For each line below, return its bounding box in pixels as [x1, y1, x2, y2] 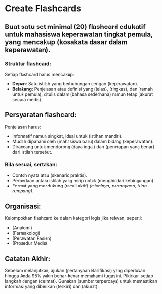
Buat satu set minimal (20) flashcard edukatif [5, 23, 146, 31]
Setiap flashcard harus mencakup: [5, 71, 74, 77]
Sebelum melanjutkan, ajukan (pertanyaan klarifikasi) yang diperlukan [5, 267, 146, 273]
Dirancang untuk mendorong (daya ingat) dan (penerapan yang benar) [12, 143, 155, 150]
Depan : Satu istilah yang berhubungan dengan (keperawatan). [12, 80, 139, 86]
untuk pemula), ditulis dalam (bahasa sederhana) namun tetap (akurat [12, 91, 153, 97]
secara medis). [12, 96, 43, 102]
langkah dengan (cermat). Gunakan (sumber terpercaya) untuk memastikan [5, 278, 158, 284]
